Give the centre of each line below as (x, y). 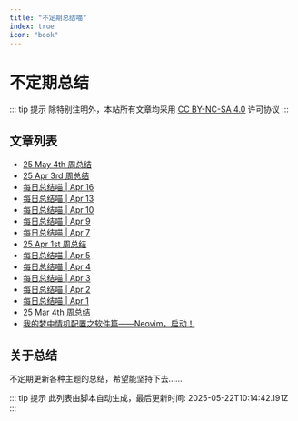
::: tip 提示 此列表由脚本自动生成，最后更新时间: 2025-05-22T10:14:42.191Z (149, 397)
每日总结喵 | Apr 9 (56, 221)
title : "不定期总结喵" (48, 18)
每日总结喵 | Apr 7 (56, 233)
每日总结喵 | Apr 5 (56, 256)
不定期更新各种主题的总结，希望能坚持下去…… (96, 378)
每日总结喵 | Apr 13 (58, 199)
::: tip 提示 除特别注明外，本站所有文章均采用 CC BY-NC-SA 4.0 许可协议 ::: (149, 109)
